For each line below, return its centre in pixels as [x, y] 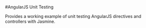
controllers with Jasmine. [30, 21]
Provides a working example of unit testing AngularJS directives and [73, 16]
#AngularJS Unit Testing [29, 7]
